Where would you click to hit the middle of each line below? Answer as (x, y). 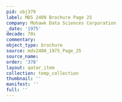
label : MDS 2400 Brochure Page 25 (49, 17)
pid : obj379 (21, 12)
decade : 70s (21, 34)
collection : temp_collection (42, 73)
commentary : (21, 40)
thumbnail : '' (24, 79)
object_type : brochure (34, 46)
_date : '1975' (24, 28)
